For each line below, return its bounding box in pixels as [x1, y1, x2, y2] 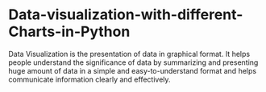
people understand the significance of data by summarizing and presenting [8, 58, 259, 67]
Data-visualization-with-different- [8, 6, 243, 24]
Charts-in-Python [8, 22, 131, 41]
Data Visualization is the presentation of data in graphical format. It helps [8, 49, 251, 58]
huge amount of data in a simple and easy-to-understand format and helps [8, 66, 256, 75]
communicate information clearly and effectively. [8, 74, 171, 84]
